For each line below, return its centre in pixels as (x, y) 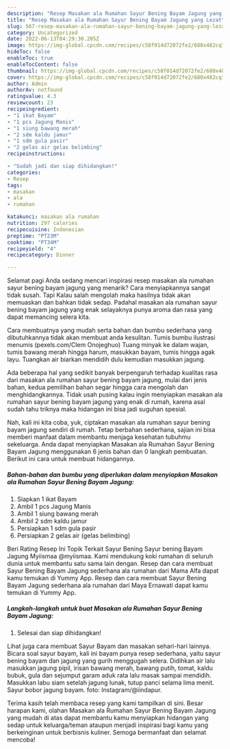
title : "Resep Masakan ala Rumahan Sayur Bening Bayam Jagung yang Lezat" (116, 20)
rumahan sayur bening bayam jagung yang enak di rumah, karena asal (106, 402)
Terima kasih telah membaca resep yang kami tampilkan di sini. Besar (105, 703)
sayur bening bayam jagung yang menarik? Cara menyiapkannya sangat (109, 288)
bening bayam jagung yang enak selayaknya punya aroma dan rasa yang (110, 310)
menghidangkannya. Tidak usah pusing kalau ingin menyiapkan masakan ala (115, 394)
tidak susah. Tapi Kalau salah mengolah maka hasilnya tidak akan (99, 295)
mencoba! (21, 740)
